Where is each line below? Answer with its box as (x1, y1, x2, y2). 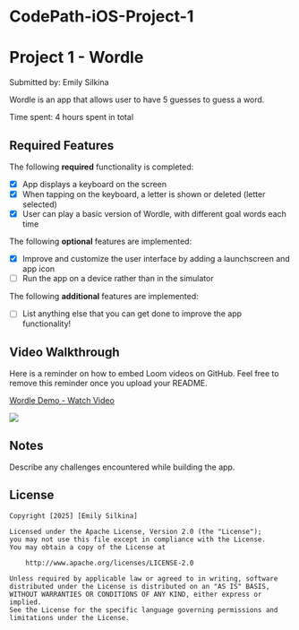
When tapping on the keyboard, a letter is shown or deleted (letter (21, 189, 266, 199)
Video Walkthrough (9, 344, 120, 359)
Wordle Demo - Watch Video (9, 395, 115, 406)
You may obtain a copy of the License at (9, 542, 167, 552)
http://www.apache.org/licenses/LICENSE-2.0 (25, 558, 194, 567)
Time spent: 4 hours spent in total (9, 112, 134, 123)
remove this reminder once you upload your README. (9, 378, 208, 389)
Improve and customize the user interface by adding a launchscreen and (21, 254, 291, 264)
